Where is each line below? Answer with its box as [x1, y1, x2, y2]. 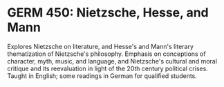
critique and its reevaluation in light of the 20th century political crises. [7, 64, 209, 72]
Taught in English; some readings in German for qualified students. [7, 71, 197, 80]
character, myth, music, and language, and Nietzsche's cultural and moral [7, 57, 218, 65]
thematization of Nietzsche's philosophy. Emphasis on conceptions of [7, 50, 206, 58]
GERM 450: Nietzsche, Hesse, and [7, 5, 209, 21]
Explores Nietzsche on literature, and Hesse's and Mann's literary [7, 42, 194, 50]
